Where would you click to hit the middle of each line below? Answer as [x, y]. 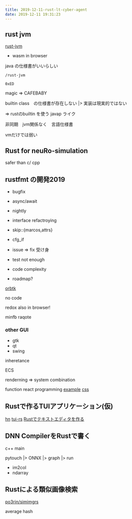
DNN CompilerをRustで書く [48, 436]
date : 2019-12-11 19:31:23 [33, 14]
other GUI [17, 330]
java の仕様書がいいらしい [32, 66]
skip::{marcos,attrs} [32, 230]
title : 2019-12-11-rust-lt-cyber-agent [46, 10]
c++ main [15, 448]
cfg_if [18, 239]
